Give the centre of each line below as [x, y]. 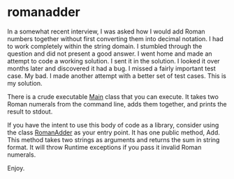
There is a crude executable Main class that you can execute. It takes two [113, 96]
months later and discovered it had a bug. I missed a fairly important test [112, 68]
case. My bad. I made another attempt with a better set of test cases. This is [117, 76]
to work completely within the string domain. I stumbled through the [105, 46]
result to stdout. [30, 111]
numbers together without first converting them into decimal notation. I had [115, 38]
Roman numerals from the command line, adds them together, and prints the [117, 104]
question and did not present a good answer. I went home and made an [110, 54]
